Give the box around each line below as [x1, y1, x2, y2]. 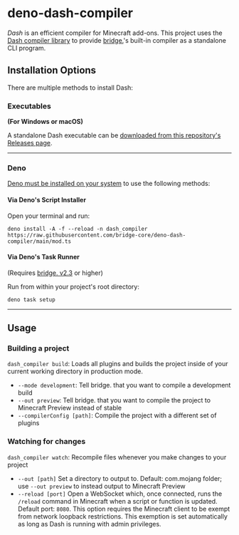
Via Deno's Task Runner [7, 253, 80, 261]
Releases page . [7, 139, 53, 147]
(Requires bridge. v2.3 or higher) [7, 269, 103, 277]
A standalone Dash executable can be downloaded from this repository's [7, 131, 221, 140]
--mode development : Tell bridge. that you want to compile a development [17, 381, 231, 390]
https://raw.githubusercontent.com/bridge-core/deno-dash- [7, 232, 186, 239]
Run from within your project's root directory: [7, 282, 140, 291]
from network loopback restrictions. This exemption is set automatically [17, 511, 228, 521]
